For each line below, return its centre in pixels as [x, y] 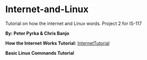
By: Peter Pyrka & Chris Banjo [37, 33]
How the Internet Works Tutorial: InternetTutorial [58, 43]
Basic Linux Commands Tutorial [40, 53]
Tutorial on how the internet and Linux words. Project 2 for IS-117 [73, 23]
